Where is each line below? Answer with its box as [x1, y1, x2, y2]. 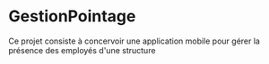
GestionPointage [8, 6, 136, 27]
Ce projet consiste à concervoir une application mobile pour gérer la [8, 36, 261, 46]
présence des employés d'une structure [8, 44, 156, 55]
